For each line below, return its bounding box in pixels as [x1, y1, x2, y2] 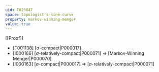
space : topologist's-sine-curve [5, 12, 74, 17]
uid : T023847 [5, 7, 33, 13]
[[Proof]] [5, 35, 24, 41]
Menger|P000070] [12, 56, 52, 62]
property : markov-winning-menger [5, 17, 76, 22]
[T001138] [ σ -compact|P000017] [12, 45, 81, 51]
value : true [5, 21, 30, 27]
